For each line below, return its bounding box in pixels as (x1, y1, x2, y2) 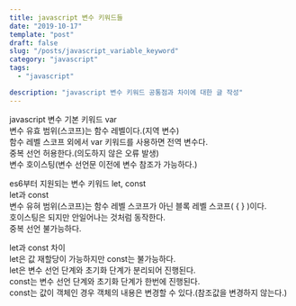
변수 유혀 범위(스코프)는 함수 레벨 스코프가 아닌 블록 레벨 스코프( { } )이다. (9, 200, 267, 211)
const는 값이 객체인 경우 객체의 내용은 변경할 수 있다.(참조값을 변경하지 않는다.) (9, 287, 288, 298)
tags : (9, 64, 30, 73)
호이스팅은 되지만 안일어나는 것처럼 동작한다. (9, 211, 166, 222)
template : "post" (9, 30, 75, 39)
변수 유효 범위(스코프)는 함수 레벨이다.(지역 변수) (9, 125, 180, 136)
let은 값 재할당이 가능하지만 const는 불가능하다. (9, 253, 176, 264)
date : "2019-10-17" (9, 22, 83, 31)
